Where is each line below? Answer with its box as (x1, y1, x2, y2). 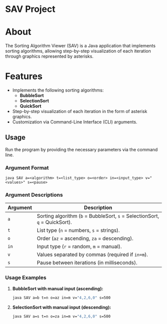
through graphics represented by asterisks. (5, 53, 93, 59)
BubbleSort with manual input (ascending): (12, 285, 103, 292)
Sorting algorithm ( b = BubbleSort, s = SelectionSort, (37, 213, 160, 219)
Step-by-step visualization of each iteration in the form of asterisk (12, 108, 148, 114)
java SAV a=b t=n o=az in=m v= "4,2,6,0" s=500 (12, 295, 111, 300)
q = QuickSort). (37, 219, 72, 226)
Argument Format (5, 164, 49, 171)
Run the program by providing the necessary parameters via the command (5, 146, 158, 152)
